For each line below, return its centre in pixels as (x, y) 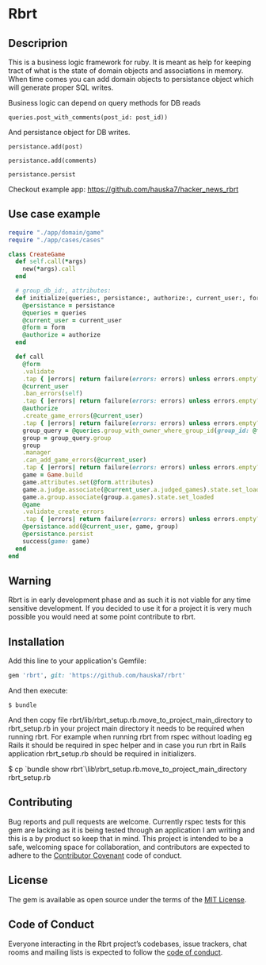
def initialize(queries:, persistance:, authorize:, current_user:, (131, 298)
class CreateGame (37, 254)
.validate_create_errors (63, 512)
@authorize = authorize (62, 335)
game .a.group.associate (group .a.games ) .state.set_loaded (118, 497)
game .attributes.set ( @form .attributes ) (88, 482)
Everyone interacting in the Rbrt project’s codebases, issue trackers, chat (128, 944)
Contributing (40, 803)
